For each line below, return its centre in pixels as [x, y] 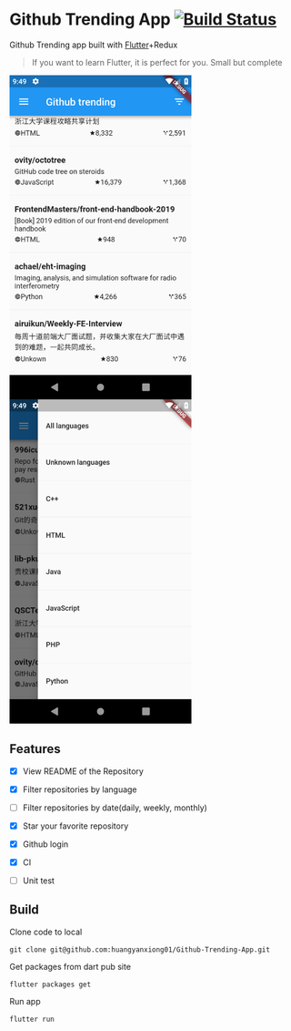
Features [35, 749]
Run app [25, 1001]
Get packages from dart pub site [70, 966]
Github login [45, 844]
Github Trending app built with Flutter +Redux [94, 45]
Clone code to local [46, 932]
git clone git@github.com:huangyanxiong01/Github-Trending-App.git [140, 949]
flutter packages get [50, 985]
